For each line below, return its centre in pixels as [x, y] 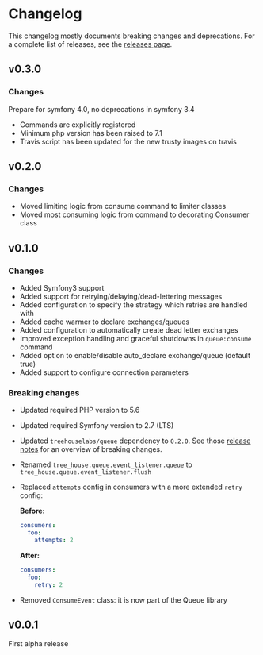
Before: [32, 511]
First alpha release [38, 644]
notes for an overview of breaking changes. [91, 449]
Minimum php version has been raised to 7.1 [91, 133]
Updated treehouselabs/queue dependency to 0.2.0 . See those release [135, 441]
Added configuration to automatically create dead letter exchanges [129, 330]
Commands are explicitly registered [78, 125]
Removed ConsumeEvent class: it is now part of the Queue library [124, 599]
